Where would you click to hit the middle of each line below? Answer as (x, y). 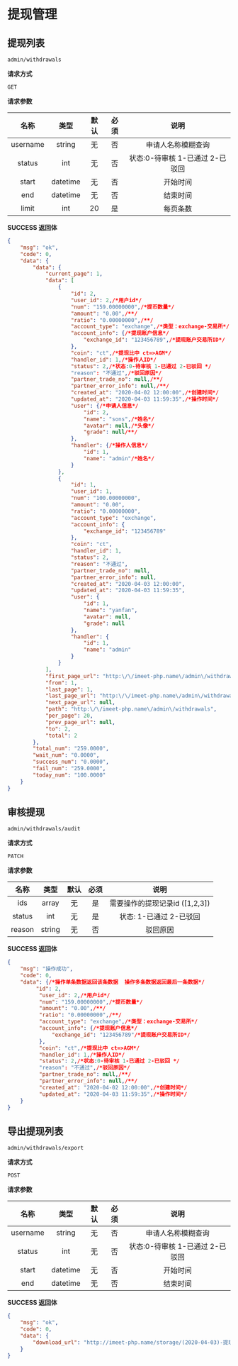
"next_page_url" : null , (80, 703)
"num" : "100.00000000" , (106, 498)
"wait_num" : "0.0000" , (66, 755)
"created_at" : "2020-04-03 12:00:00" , (128, 584)
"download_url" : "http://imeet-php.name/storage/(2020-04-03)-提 (131, 1342)
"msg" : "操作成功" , (46, 969)
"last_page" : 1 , (69, 689)
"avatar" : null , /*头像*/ (119, 426)
